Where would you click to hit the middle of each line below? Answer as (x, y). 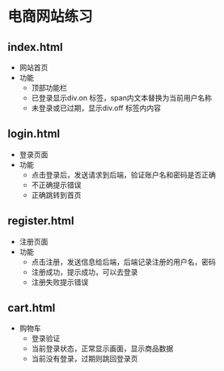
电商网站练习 (51, 17)
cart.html (32, 308)
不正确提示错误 (56, 185)
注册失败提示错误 (60, 282)
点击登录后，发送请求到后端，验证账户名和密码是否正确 (123, 174)
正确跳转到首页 (56, 194)
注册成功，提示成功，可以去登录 (85, 271)
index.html (35, 47)
